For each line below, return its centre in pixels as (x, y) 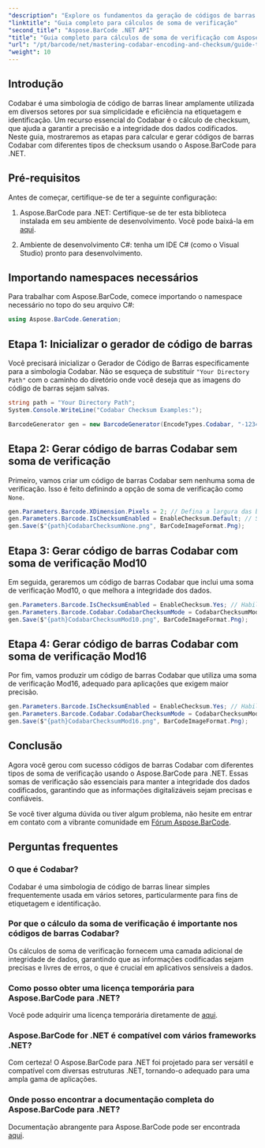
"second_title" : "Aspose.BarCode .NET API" (81, 30)
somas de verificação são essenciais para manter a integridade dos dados (129, 781)
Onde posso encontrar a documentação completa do (111, 1100)
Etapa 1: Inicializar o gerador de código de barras (131, 344)
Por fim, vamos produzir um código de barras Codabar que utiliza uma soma (132, 675)
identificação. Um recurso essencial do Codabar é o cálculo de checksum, (129, 120)
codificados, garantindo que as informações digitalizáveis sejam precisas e (130, 790)
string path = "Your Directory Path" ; (72, 403)
